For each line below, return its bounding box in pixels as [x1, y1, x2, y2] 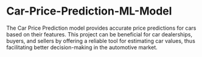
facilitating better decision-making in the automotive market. [6, 44, 158, 51]
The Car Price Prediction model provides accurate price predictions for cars [6, 24, 197, 32]
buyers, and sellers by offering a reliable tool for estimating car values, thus [6, 37, 196, 44]
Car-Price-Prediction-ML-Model [6, 4, 172, 18]
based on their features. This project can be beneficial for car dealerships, [6, 30, 193, 38]
